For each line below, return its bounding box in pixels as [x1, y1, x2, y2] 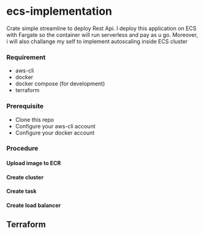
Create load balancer [6, 201, 61, 209]
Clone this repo [15, 115, 54, 123]
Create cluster [6, 173, 44, 181]
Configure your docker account [15, 129, 95, 136]
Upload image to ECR [6, 160, 61, 167]
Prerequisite [6, 102, 44, 111]
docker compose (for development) [15, 80, 105, 87]
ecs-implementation [6, 4, 112, 18]
